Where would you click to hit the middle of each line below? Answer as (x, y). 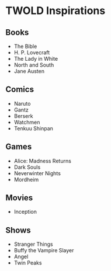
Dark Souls (27, 167)
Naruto (22, 103)
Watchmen (27, 122)
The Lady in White (36, 59)
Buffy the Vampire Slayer (44, 251)
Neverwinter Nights (37, 173)
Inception (25, 212)
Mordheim (26, 179)
